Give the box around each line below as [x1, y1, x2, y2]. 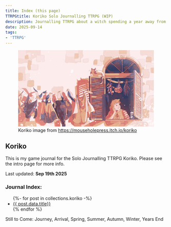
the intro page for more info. [5, 161, 65, 167]
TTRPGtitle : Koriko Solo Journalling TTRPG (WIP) [5, 13, 114, 19]
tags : [5, 30, 17, 35]
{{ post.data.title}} [12, 200, 51, 207]
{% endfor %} [12, 206, 42, 212]
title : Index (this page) [5, 8, 60, 13]
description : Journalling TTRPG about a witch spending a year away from [5, 19, 166, 24]
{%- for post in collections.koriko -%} [12, 195, 92, 201]
